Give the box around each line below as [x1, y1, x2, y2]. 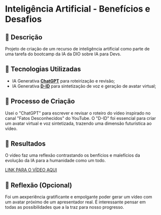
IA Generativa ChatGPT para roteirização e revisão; [12, 78, 115, 83]
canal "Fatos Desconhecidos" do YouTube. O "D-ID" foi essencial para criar [5, 115, 156, 121]
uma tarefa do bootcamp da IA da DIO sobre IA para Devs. [5, 51, 121, 57]
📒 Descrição [5, 33, 43, 41]
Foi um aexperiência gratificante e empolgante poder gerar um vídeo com [5, 194, 153, 200]
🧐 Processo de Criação [5, 97, 75, 105]
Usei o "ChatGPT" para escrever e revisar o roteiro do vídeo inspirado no [5, 110, 151, 116]
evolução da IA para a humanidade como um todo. [5, 158, 106, 164]
